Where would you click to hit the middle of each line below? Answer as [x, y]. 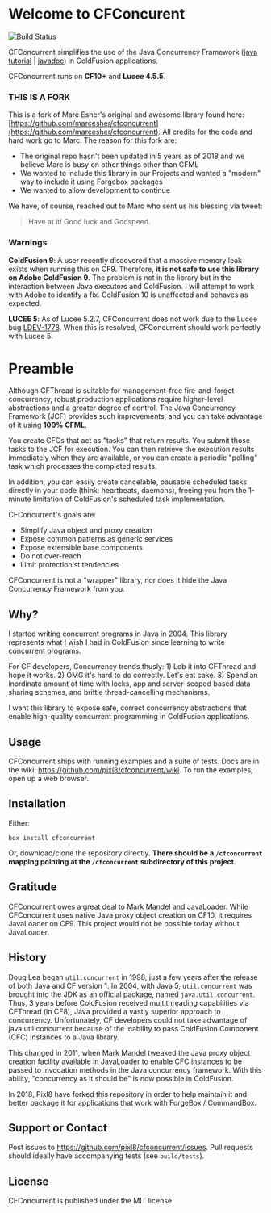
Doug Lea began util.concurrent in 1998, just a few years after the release [133, 977]
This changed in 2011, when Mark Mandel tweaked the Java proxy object [129, 1052]
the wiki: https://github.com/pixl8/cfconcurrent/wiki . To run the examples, [131, 770]
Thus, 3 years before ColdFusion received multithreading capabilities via [129, 1002]
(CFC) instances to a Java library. [64, 1037]
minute [20, 499]
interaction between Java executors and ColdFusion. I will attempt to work [131, 286]
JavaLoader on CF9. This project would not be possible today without [124, 923]
